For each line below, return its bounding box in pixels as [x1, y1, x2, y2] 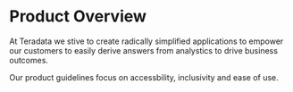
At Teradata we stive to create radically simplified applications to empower [9, 36, 284, 46]
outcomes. [9, 54, 49, 65]
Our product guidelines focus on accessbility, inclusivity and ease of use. [9, 71, 279, 82]
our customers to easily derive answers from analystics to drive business [9, 45, 279, 55]
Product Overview [9, 6, 147, 27]
